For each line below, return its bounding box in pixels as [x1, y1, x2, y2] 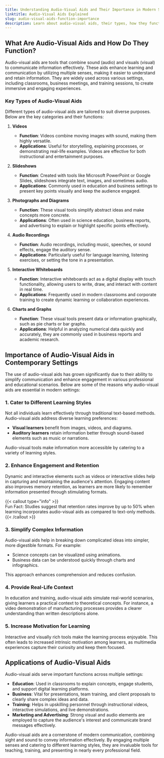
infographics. [12, 563, 39, 568]
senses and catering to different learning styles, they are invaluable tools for [5, 742, 159, 748]
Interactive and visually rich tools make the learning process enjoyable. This [5, 634, 158, 640]
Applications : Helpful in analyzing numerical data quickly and [19, 326, 144, 332]
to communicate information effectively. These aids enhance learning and [5, 65, 153, 71]
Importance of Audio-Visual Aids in [5, 350, 115, 359]
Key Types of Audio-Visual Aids [5, 97, 82, 104]
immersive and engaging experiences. [5, 86, 82, 91]
